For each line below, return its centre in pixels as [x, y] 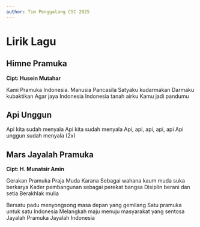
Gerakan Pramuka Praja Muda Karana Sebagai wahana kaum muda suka [95, 181]
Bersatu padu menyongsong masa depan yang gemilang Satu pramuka [94, 205]
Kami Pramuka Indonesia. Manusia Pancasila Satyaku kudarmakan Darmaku [100, 89]
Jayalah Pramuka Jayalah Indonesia [50, 218]
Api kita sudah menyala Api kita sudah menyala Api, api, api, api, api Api [95, 129]
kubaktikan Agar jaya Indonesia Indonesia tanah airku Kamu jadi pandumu [98, 96]
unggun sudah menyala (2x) [41, 136]
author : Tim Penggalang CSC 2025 [48, 12]
